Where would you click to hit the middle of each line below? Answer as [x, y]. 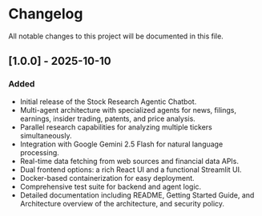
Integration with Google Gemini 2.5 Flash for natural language [121, 144]
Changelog [46, 14]
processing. [40, 152]
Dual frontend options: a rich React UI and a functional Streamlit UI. [131, 170]
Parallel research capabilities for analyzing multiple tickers [116, 127]
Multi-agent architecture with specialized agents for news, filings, [128, 110]
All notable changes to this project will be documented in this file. [116, 36]
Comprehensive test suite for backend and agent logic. [111, 186]
